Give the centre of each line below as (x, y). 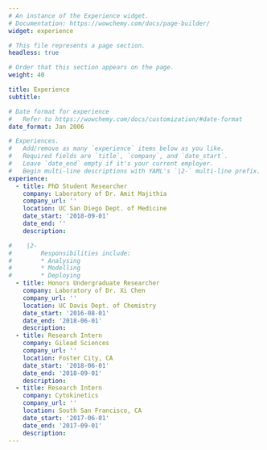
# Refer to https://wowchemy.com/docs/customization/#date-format (125, 119)
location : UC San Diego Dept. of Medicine (95, 209)
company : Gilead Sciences (66, 344)
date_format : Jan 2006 (46, 127)
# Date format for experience (59, 111)
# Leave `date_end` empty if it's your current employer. (111, 164)
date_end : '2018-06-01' (63, 321)
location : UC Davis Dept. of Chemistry (90, 306)
